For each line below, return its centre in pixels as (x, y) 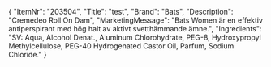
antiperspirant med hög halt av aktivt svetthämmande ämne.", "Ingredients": (135, 29)
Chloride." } (28, 54)
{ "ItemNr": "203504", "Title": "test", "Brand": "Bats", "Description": (121, 12)
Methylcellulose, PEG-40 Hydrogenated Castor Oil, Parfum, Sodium (121, 46)
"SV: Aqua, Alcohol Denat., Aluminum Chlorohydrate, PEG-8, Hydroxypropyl (135, 37)
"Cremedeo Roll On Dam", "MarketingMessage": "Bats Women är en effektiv (136, 20)
